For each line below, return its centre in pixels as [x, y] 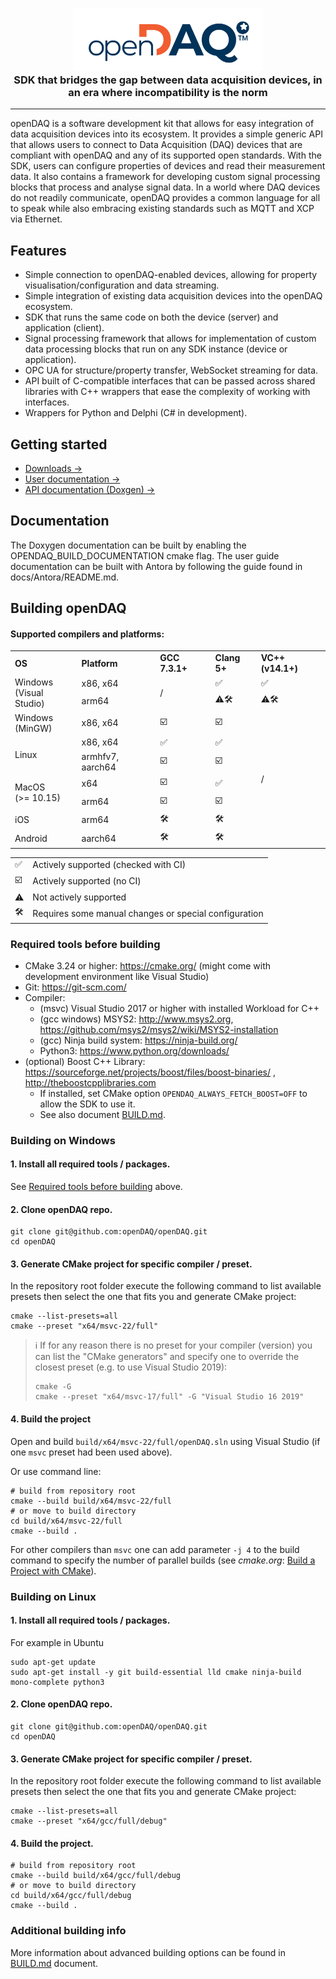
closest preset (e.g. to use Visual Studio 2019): [131, 1367]
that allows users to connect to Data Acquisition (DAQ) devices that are [156, 145]
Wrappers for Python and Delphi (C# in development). [136, 413]
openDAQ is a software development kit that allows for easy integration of [162, 124]
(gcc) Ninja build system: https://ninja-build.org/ [138, 1040]
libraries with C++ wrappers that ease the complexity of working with [167, 392]
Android [31, 838]
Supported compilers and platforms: [87, 634]
